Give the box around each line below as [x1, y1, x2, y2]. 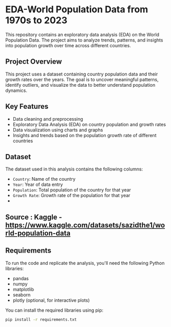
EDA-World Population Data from [5, 4, 148, 15]
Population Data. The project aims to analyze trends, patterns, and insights [5, 37, 163, 43]
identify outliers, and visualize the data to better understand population [5, 82, 156, 88]
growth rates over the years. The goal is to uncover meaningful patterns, [5, 76, 159, 83]
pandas [12, 275, 29, 281]
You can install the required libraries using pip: [5, 307, 104, 313]
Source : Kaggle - [5, 213, 63, 221]
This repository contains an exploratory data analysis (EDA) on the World [5, 31, 160, 37]
